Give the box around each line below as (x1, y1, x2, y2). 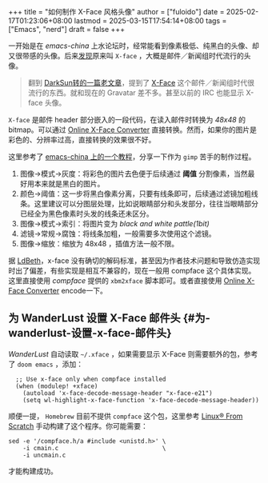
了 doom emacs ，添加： (8, 359, 84, 369)
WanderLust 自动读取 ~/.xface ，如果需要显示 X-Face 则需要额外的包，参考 (8, 349, 258, 358)
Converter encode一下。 (26, 286, 108, 295)
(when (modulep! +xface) (15, 382, 98, 390)
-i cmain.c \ (22, 444, 166, 452)
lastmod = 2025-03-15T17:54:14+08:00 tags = (74, 16, 227, 26)
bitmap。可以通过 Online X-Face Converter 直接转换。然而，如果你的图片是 (8, 125, 258, 134)
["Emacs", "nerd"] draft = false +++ (8, 25, 126, 34)
